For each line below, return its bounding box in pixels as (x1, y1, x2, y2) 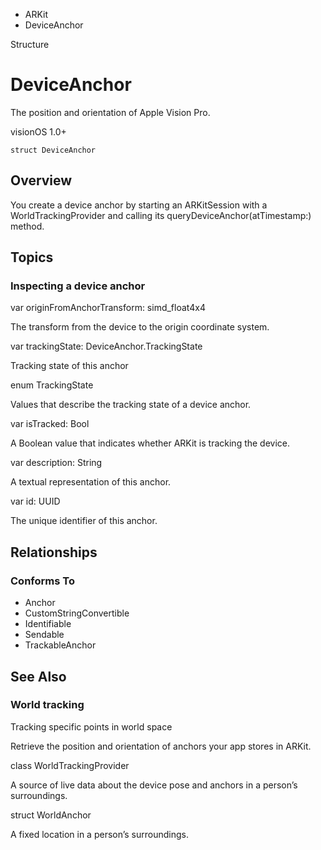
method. (10, 220, 45, 232)
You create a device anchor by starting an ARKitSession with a (10, 199, 268, 211)
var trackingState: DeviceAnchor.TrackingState (10, 340, 203, 353)
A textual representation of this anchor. (10, 476, 172, 488)
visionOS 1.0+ (10, 125, 67, 138)
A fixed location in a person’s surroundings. (10, 828, 189, 840)
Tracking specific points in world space (10, 720, 173, 733)
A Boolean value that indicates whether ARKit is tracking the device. (10, 437, 291, 449)
